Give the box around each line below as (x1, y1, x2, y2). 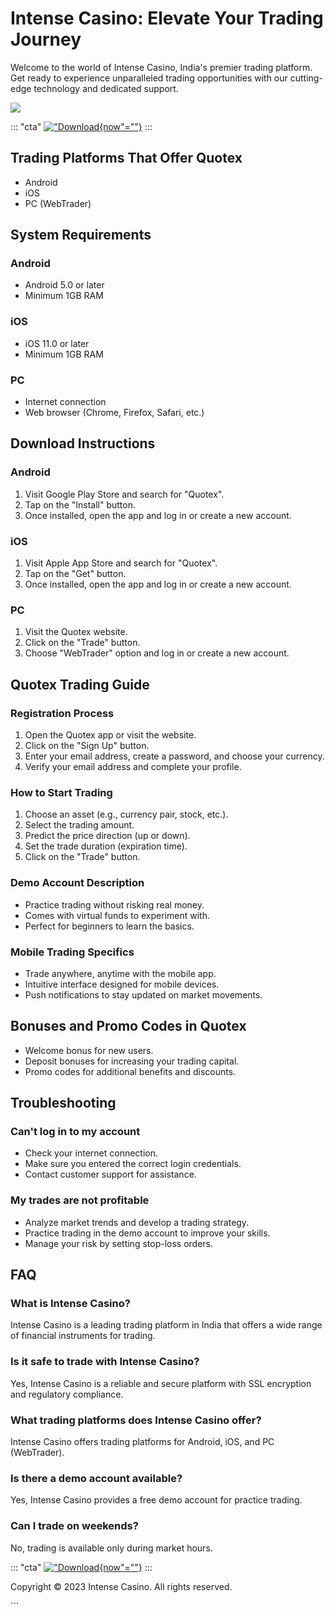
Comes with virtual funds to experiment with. (24, 909, 210, 921)
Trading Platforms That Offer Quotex (10, 150, 243, 167)
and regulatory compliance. (10, 1388, 124, 1400)
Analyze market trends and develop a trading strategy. (24, 1216, 250, 1228)
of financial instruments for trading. (10, 1330, 156, 1342)
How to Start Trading (10, 785, 113, 799)
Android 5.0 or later (24, 279, 105, 291)
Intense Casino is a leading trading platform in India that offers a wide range (10, 1319, 323, 1331)
